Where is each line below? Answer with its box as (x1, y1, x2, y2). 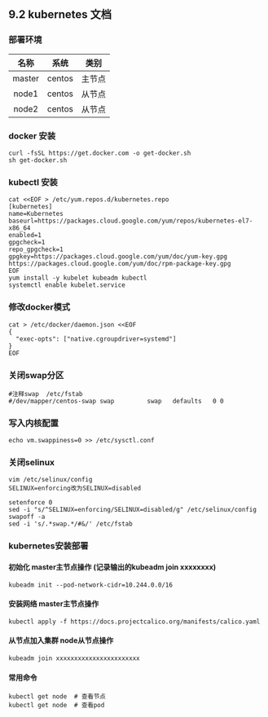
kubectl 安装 (8, 176, 59, 187)
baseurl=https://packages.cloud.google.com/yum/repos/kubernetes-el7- (8, 217, 253, 226)
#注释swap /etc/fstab (8, 389, 83, 398)
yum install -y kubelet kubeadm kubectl (8, 274, 148, 283)
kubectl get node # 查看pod (8, 702, 105, 710)
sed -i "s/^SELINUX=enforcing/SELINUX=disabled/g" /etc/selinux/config (8, 506, 257, 514)
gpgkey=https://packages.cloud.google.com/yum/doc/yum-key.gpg (8, 253, 228, 261)
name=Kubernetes (8, 210, 64, 218)
